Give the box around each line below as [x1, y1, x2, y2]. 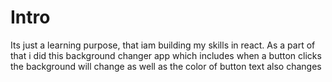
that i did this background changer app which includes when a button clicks [10, 49, 322, 61]
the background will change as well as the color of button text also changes [10, 60, 322, 72]
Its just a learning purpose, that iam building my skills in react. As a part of [10, 39, 316, 51]
